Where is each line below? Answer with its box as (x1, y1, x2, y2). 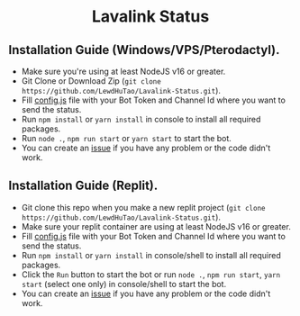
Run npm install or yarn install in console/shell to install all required (21, 249, 281, 260)
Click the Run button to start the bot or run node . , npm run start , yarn (21, 268, 281, 280)
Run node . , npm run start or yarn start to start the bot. (21, 133, 232, 143)
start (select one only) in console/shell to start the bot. (21, 278, 227, 289)
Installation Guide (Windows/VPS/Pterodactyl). (8, 42, 280, 58)
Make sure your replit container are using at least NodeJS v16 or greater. (21, 221, 292, 231)
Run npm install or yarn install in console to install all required (21, 114, 261, 124)
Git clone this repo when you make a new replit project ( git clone (21, 202, 266, 212)
